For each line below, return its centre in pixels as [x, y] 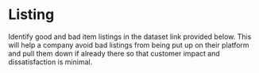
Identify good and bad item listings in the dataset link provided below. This [130, 36]
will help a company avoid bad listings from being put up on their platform [129, 44]
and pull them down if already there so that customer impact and [114, 53]
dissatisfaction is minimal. [50, 62]
